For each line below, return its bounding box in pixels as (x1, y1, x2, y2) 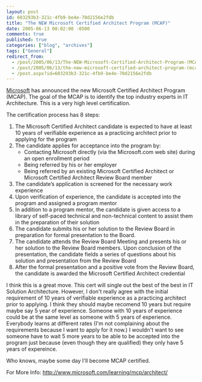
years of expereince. (6, 345, 58, 353)
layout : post (6, 8, 39, 15)
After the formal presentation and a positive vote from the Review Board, (14, 263, 195, 271)
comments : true (6, 31, 44, 37)
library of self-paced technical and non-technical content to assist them (14, 212, 194, 220)
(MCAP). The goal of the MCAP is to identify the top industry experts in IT (6, 93, 188, 100)
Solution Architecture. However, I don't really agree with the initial (6, 288, 168, 295)
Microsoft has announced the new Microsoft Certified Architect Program (6, 87, 185, 94)
